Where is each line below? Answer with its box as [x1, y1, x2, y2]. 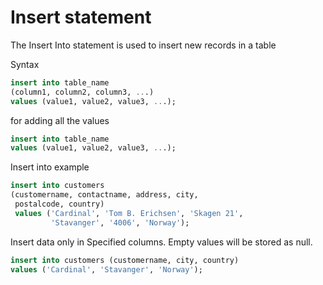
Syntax [10, 58, 40, 70]
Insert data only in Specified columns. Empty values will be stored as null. [10, 236, 313, 248]
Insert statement [10, 6, 152, 29]
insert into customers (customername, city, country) [10, 255, 240, 265]
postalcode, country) [14, 199, 105, 210]
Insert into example [10, 161, 90, 173]
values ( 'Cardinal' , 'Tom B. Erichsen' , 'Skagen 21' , [14, 208, 244, 218]
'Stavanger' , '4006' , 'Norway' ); [50, 217, 190, 228]
